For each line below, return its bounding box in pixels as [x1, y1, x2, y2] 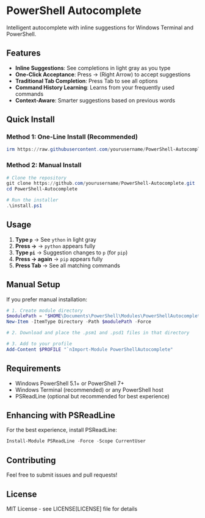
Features [6, 48, 41, 59]
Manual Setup [6, 279, 61, 290]
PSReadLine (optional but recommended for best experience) [15, 392, 170, 400]
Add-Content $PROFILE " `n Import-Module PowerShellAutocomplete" [6, 346, 173, 353]
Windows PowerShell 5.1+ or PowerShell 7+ [15, 380, 124, 387]
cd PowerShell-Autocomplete [6, 186, 78, 192]
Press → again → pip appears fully [15, 255, 103, 262]
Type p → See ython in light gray [15, 236, 96, 243]
